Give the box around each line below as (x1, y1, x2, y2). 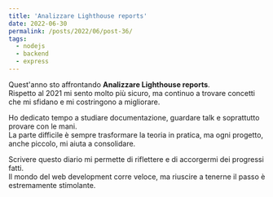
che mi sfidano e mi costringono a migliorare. (8, 97, 161, 107)
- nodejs (15, 42, 46, 50)
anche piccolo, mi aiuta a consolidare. (8, 138, 136, 148)
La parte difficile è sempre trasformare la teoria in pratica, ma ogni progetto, (8, 129, 263, 139)
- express (15, 58, 49, 66)
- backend (15, 50, 49, 58)
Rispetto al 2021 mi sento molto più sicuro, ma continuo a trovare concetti (8, 88, 255, 98)
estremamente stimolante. (8, 180, 96, 190)
